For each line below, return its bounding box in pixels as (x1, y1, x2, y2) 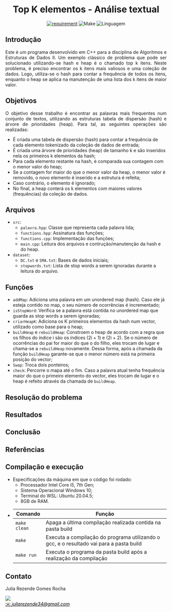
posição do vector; (12, 356, 53, 363)
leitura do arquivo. (20, 268, 59, 275)
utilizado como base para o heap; (12, 324, 83, 330)
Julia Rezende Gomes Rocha (5, 585, 66, 592)
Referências (5, 445, 45, 454)
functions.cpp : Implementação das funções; (20, 236, 114, 242)
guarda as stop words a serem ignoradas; (12, 313, 101, 319)
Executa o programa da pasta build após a (46, 548, 147, 555)
